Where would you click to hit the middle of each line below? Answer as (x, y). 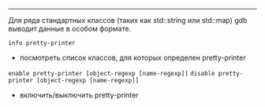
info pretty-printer (42, 43)
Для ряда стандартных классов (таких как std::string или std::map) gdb (128, 20)
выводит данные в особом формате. (70, 29)
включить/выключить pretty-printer (79, 95)
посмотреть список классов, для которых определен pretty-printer (132, 57)
